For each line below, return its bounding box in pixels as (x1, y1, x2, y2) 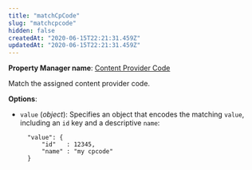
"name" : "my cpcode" (41, 148, 113, 156)
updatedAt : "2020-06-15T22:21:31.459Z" (8, 42, 141, 49)
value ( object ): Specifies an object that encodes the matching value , (19, 109, 245, 120)
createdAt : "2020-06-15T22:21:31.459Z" (8, 34, 141, 42)
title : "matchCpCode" (8, 11, 81, 20)
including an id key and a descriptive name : (19, 118, 160, 128)
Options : (8, 94, 37, 104)
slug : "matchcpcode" (8, 19, 77, 27)
